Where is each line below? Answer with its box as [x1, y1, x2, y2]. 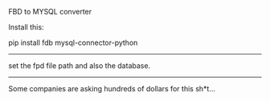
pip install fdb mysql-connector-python [8, 38, 138, 47]
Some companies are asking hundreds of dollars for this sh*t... [8, 84, 215, 93]
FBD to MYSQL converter [8, 7, 92, 16]
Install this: [8, 22, 44, 31]
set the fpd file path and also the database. [8, 61, 151, 71]
